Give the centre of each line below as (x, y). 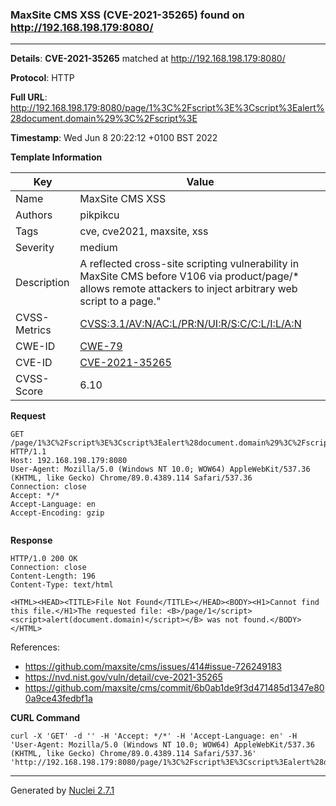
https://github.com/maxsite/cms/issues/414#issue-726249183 (153, 667)
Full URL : (29, 97)
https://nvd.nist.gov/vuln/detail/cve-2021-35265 (123, 677)
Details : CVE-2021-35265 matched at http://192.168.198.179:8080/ (148, 59)
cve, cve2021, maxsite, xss (144, 231)
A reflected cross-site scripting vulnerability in (189, 264)
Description (42, 283)
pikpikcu (99, 215)
